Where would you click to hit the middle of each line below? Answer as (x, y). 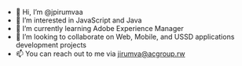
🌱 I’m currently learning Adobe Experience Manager (99, 28)
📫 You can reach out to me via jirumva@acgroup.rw (101, 54)
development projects (51, 45)
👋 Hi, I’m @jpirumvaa (49, 12)
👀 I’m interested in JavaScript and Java (79, 20)
